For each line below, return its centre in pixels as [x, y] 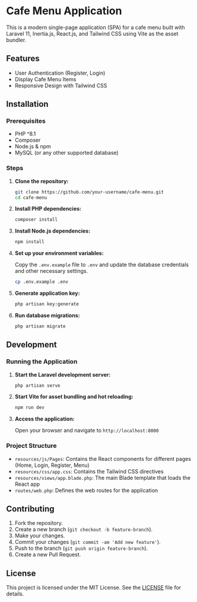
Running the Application [42, 362]
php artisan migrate [40, 326]
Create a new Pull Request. [48, 555]
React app [27, 484]
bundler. [16, 40]
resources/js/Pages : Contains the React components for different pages [103, 458]
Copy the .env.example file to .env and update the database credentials [101, 265]
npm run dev [29, 407]
